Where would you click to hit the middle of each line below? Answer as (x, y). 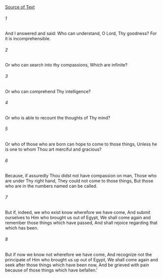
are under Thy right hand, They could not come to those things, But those (79, 181)
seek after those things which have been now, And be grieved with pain (77, 265)
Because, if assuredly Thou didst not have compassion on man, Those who (81, 176)
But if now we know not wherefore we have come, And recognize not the (79, 255)
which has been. (22, 228)
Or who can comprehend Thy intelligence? (48, 91)
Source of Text (20, 7)
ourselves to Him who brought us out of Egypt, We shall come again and (78, 218)
